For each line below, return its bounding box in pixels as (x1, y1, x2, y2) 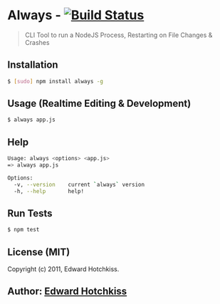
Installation (7, 59, 58, 71)
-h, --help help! (14, 187, 84, 195)
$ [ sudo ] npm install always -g (7, 78, 103, 85)
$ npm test (7, 226, 40, 234)
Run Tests (7, 207, 53, 219)
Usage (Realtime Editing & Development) (7, 98, 192, 110)
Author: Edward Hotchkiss (7, 285, 127, 298)
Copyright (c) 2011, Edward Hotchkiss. (7, 265, 120, 273)
